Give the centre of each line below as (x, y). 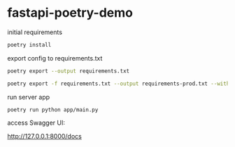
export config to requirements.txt (55, 58)
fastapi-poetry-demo (70, 13)
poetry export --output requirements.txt (69, 71)
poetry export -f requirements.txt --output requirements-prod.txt (108, 84)
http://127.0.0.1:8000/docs (44, 137)
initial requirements (35, 32)
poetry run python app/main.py (53, 109)
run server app (29, 97)
